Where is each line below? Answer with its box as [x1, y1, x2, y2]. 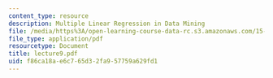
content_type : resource [8, 11, 89, 20]
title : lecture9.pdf [8, 50, 79, 58]
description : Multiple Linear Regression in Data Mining [8, 19, 206, 28]
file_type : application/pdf [8, 34, 104, 43]
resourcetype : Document [8, 42, 89, 50]
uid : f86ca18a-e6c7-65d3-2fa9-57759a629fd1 [8, 58, 158, 66]
